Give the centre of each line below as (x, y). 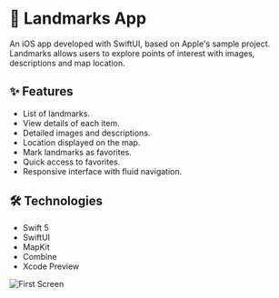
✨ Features (41, 91)
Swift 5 (36, 227)
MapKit (36, 247)
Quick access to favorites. (71, 162)
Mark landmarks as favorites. (77, 152)
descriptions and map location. (67, 63)
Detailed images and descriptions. (86, 133)
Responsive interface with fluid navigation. (102, 171)
